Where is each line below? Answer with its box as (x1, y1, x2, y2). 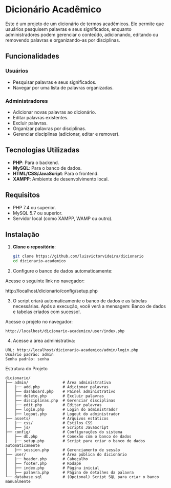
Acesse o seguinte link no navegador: (5, 278, 85, 284)
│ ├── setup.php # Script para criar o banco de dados (5, 439, 145, 444)
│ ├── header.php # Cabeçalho (5, 457, 88, 462)
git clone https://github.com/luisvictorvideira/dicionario (12, 254, 144, 259)
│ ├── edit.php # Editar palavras (5, 403, 102, 408)
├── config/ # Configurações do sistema (5, 429, 123, 435)
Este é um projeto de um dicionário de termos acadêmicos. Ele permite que (5, 21, 164, 27)
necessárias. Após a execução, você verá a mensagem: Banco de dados (12, 303, 166, 310)
